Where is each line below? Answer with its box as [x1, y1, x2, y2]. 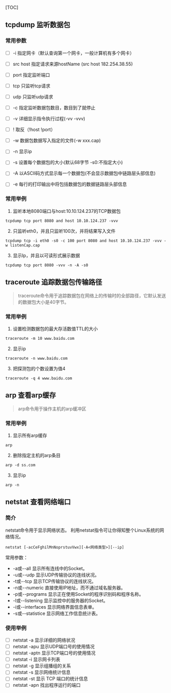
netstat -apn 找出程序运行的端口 [12, 682, 81, 688]
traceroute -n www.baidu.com [5, 356, 68, 361]
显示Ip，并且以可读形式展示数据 [12, 252, 81, 259]
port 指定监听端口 [12, 71, 50, 78]
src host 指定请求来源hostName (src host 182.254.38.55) [12, 61, 133, 67]
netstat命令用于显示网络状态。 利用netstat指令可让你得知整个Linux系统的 [5, 527, 160, 533]
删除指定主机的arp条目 [12, 452, 61, 459]
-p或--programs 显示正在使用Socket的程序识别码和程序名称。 [12, 591, 144, 597]
